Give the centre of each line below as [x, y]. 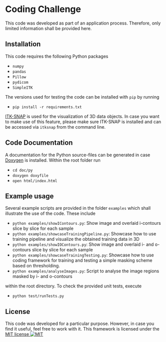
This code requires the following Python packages [57, 56]
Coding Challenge [43, 9]
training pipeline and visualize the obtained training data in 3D [76, 239]
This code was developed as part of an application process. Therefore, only [83, 23]
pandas [19, 72]
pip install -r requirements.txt [47, 107]
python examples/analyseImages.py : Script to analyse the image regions [86, 271]
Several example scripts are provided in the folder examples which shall [78, 208]
